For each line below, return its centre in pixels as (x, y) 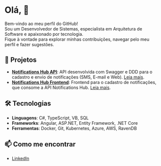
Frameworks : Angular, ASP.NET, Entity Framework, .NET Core (75, 123)
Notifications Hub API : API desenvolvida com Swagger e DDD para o (82, 72)
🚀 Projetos (21, 60)
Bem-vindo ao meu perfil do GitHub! (41, 24)
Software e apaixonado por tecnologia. (44, 34)
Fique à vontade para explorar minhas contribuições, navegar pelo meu (77, 39)
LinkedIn (20, 159)
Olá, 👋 (17, 10)
